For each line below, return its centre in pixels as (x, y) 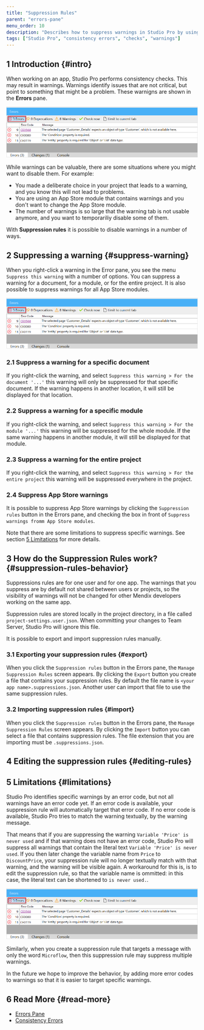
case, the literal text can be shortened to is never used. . (77, 879)
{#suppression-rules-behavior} (67, 568)
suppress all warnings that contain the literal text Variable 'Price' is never (102, 847)
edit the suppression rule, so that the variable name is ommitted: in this (95, 873)
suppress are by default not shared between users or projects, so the (93, 589)
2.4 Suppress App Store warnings (57, 495)
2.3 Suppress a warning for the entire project (74, 459)
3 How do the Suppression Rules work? (82, 559)
